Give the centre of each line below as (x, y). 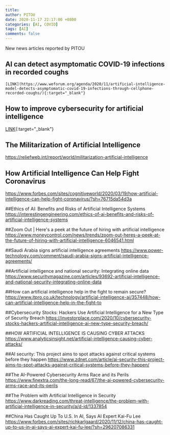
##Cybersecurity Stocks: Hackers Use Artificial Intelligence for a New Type (84, 312)
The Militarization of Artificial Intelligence (73, 145)
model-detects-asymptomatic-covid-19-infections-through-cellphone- (80, 88)
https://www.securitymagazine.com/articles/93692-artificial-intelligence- (83, 277)
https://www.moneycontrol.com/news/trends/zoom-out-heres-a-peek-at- (83, 235)
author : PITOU (20, 15)
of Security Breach (25, 318)
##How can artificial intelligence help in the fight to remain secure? (76, 292)
